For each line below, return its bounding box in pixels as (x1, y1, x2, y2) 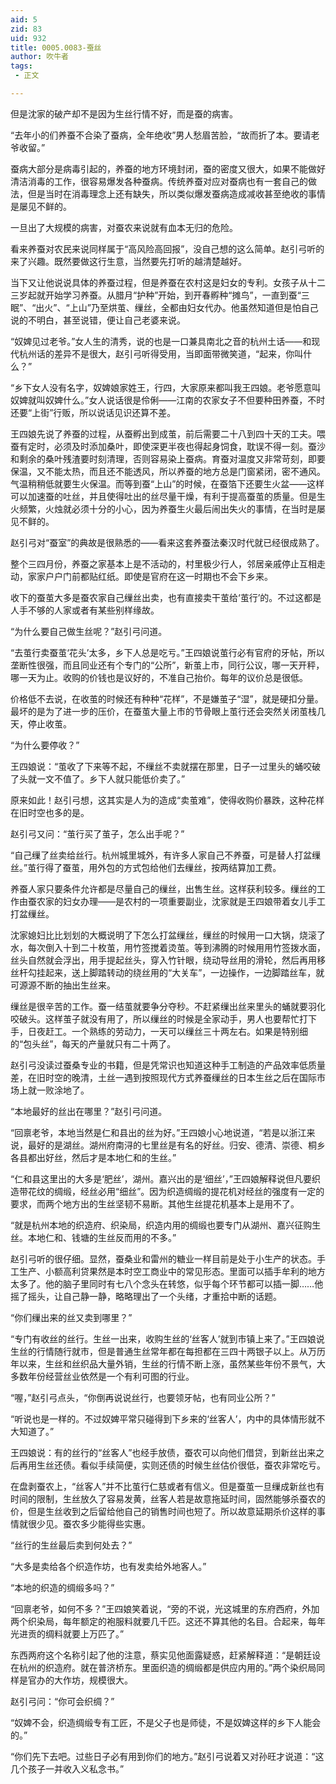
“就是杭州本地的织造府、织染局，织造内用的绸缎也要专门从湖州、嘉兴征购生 (10, 1219, 322, 1231)
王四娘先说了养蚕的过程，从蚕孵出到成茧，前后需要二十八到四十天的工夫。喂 (10, 427, 326, 440)
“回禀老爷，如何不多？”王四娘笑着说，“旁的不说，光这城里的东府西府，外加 (10, 1602, 320, 1615)
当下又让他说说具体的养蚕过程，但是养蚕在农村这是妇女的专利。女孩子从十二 (10, 276, 326, 288)
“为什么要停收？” (10, 739, 80, 751)
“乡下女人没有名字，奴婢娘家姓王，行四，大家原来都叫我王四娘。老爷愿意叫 (10, 381, 322, 393)
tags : (10, 61, 33, 71)
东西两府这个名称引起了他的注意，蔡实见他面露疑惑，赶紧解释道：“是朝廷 (10, 1649, 313, 1661)
